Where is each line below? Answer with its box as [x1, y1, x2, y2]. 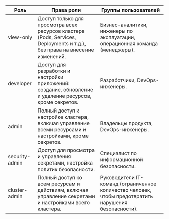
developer [8, 80, 32, 87]
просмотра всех [37, 21, 78, 28]
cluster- [8, 187, 28, 193]
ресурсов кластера [37, 28, 85, 34]
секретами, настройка [37, 159, 93, 166]
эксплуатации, [100, 34, 136, 41]
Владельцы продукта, [100, 120, 153, 127]
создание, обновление [37, 86, 93, 93]
